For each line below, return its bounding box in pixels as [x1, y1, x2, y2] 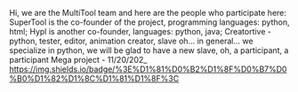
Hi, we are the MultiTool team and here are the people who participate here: [9, 8, 287, 18]
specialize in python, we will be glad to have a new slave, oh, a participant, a [9, 45, 289, 56]
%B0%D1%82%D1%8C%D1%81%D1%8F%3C [9, 73, 180, 83]
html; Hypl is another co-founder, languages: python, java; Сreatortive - [9, 27, 271, 36]
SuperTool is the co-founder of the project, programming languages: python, [9, 17, 290, 27]
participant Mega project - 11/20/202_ [9, 55, 148, 65]
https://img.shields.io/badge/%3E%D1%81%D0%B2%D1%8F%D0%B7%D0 [9, 64, 287, 74]
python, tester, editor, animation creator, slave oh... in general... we [9, 35, 254, 46]
